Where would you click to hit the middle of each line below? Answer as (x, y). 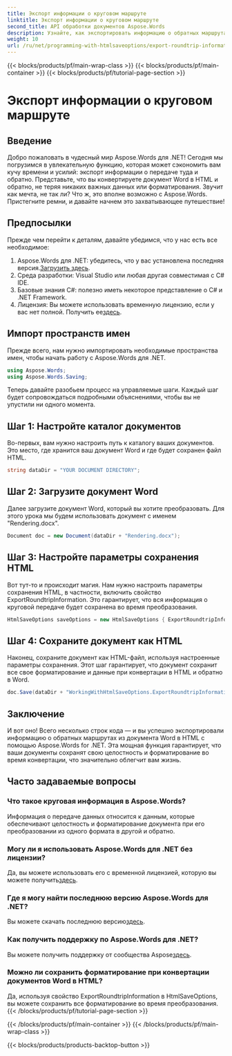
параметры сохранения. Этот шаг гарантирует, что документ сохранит (112, 665)
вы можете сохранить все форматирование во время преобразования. (113, 1003)
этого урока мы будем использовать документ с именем (92, 516)
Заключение (36, 714)
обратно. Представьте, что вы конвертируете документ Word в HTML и (113, 179)
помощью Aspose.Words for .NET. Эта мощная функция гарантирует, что (114, 745)
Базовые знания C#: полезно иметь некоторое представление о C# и (120, 290)
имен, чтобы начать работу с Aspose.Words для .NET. (87, 357)
